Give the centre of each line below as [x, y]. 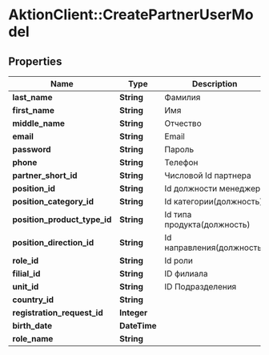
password [32, 149]
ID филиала [186, 274]
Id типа [178, 214]
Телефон [181, 162]
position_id [34, 188]
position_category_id [53, 202]
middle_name [39, 123]
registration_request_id [58, 313]
